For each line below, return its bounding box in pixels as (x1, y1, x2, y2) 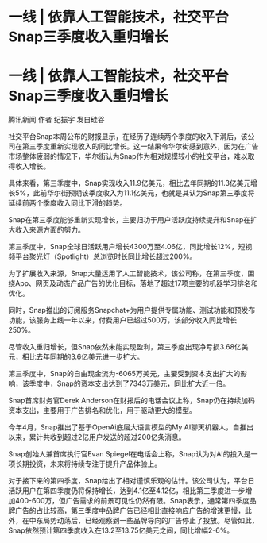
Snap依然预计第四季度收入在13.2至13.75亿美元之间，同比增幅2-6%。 (8, 526, 234, 535)
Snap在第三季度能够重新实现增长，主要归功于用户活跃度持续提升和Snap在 (8, 215, 251, 225)
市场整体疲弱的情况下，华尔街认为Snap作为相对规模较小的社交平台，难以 (8, 152, 248, 161)
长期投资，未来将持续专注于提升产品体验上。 (14, 459, 161, 469)
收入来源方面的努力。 (14, 225, 85, 235)
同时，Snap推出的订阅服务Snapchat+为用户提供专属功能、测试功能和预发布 (8, 306, 256, 315)
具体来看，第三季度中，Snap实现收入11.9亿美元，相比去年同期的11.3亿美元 (8, 179, 251, 188)
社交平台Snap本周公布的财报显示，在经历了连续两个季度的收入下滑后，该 (8, 132, 248, 141)
